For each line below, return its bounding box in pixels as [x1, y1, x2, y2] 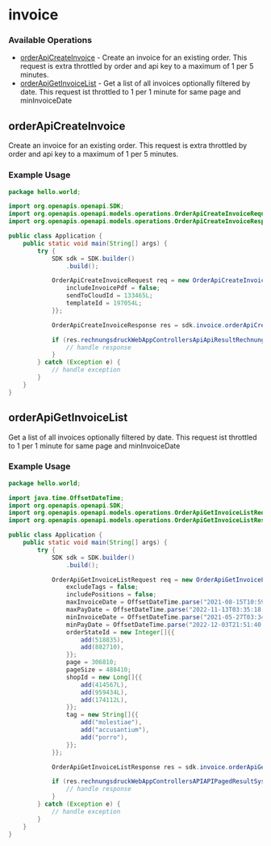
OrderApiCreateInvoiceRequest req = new [51, 276, 190, 284]
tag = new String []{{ [65, 711, 139, 719]
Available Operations [8, 35, 93, 46]
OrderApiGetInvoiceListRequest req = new [51, 575, 194, 583]
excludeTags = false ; [65, 583, 139, 591]
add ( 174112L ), [80, 696, 128, 704]
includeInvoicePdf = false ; [65, 284, 161, 293]
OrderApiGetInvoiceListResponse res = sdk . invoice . [51, 763, 229, 771]
